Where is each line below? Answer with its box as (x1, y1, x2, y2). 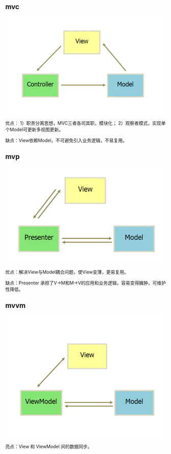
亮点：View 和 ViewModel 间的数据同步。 (5, 443, 92, 450)
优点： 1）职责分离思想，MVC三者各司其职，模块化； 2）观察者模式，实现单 (5, 120, 166, 126)
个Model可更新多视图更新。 (5, 126, 64, 132)
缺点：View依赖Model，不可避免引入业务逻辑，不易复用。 (5, 137, 128, 143)
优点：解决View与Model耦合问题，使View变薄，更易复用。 (5, 269, 129, 275)
